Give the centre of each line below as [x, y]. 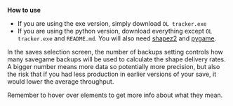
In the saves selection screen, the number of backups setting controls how [115, 52]
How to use [24, 10]
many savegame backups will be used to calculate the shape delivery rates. [116, 59]
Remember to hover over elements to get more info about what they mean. [115, 95]
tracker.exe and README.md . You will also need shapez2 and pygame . [116, 38]
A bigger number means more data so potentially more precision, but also [114, 67]
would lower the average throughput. [61, 82]
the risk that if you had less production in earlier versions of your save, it [112, 74]
